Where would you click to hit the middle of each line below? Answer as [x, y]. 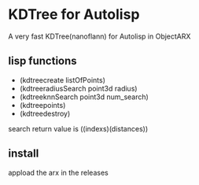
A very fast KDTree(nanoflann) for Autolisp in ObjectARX [99, 36]
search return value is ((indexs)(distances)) [78, 128]
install [24, 154]
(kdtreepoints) [42, 105]
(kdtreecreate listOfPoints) [63, 80]
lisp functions [42, 61]
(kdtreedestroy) [45, 113]
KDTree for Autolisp [74, 15]
